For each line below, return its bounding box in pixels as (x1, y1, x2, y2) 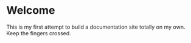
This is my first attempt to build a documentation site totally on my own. (6, 23, 186, 30)
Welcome (6, 4, 55, 17)
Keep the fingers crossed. (6, 29, 71, 36)
